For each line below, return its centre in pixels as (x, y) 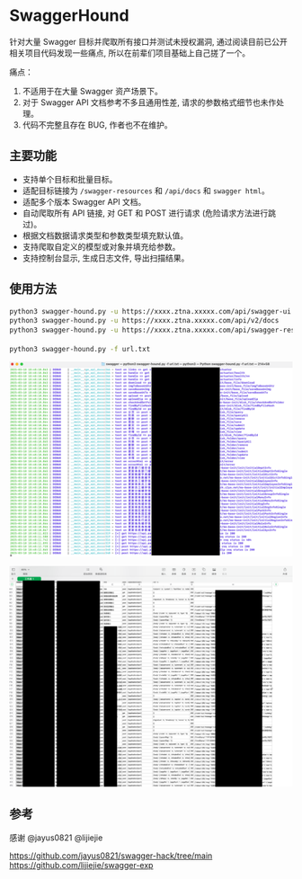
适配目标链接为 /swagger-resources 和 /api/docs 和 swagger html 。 (146, 191)
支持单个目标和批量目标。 (70, 179)
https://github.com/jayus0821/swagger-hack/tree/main (111, 856)
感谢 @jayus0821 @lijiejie (56, 838)
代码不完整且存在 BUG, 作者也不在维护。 (97, 124)
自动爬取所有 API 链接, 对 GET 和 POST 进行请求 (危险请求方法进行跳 (149, 213)
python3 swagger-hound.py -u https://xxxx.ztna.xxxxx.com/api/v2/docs (144, 321)
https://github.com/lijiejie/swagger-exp (81, 865)
